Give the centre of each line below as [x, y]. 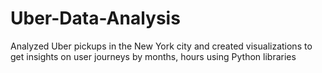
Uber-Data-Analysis [95, 18]
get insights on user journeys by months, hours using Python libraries [153, 56]
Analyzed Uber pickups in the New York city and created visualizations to [161, 46]
